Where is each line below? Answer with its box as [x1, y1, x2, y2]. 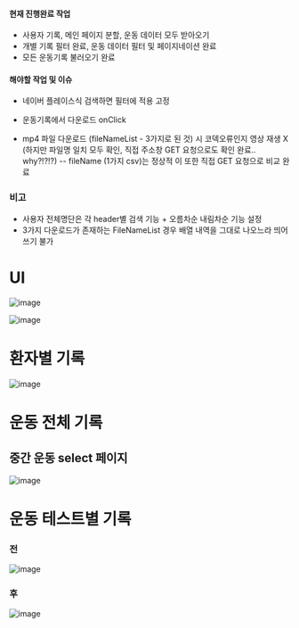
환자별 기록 [9, 348, 85, 368]
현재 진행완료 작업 [9, 8, 71, 19]
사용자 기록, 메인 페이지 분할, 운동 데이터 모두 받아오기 [21, 29, 210, 40]
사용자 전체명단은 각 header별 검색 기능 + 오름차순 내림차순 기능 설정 [21, 213, 263, 224]
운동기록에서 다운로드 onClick [21, 114, 126, 125]
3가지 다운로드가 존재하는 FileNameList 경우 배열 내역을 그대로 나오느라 [21, 224, 272, 235]
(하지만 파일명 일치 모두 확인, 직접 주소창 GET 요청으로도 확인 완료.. [21, 145, 256, 155]
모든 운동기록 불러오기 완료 [21, 52, 116, 62]
